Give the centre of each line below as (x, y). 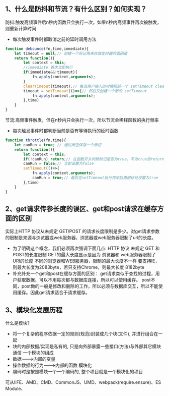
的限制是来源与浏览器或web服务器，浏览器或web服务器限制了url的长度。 (81, 238)
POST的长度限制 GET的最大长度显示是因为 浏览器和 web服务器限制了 (84, 255)
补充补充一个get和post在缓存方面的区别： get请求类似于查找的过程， (84, 273)
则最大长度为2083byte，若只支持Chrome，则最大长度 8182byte (78, 267)
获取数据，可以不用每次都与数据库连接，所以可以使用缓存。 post (84, 280)
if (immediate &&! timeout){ (51, 72)
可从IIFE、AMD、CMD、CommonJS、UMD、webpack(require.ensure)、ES (83, 382)
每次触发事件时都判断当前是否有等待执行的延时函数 (65, 131)
